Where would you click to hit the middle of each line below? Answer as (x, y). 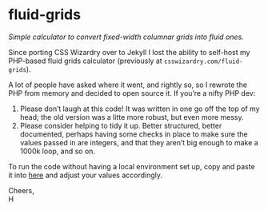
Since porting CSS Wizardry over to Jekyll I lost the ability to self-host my (129, 52)
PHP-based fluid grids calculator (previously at (85, 61)
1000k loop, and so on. (58, 151)
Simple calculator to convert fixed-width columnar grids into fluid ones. (126, 37)
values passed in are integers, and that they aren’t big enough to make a (139, 142)
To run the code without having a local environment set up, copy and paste (132, 166)
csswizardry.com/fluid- (203, 61)
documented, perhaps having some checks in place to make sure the (134, 134)
